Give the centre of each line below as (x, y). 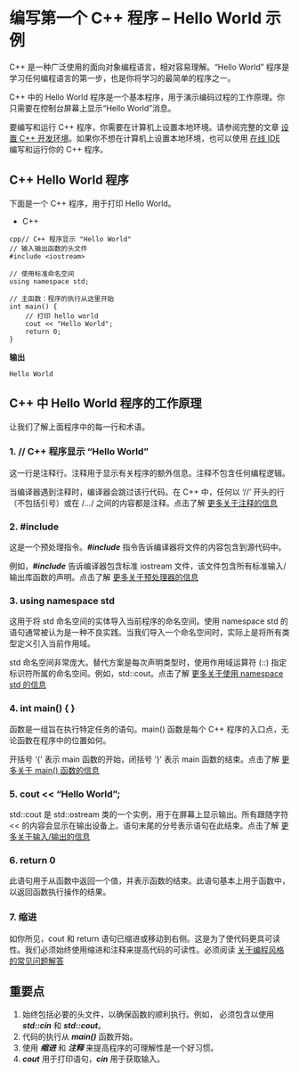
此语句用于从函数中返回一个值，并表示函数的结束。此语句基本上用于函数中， (149, 881)
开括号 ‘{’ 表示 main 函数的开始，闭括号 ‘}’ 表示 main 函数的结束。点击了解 (145, 759)
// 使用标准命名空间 (42, 274)
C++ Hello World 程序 (69, 180)
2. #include (34, 527)
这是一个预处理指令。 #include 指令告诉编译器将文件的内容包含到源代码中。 (148, 547)
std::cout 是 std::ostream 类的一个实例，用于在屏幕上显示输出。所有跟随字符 (149, 814)
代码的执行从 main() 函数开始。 (80, 1037)
